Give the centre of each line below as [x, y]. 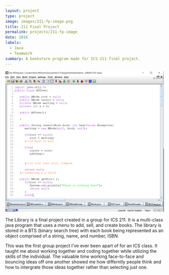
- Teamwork [21, 53]
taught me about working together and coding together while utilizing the [81, 251]
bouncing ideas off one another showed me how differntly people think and [83, 262]
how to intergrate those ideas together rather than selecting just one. [76, 267]
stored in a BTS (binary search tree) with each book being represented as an [84, 231]
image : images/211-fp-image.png [39, 21]
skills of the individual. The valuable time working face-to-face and [75, 257]
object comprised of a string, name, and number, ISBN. [62, 236]
